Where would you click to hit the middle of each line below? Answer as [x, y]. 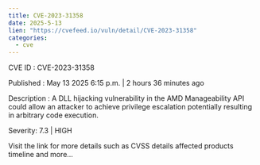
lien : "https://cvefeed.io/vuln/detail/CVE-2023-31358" [103, 30]
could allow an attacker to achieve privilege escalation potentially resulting [130, 107]
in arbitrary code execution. [54, 115]
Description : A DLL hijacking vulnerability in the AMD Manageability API [126, 98]
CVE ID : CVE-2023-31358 [52, 67]
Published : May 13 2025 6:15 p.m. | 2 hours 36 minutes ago [106, 83]
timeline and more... [41, 155]
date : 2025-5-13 [35, 23]
